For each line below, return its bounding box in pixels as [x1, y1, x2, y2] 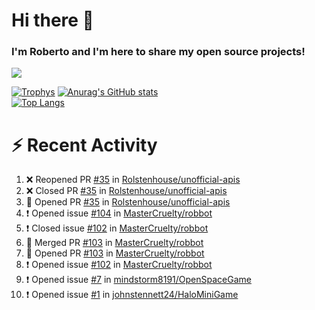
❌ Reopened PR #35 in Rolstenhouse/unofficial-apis [25, 174, 241, 186]
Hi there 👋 [11, 9, 94, 32]
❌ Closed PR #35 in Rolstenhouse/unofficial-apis [25, 185, 228, 197]
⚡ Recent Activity [11, 134, 158, 156]
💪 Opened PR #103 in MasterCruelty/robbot [25, 247, 205, 259]
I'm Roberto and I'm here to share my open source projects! [11, 45, 306, 59]
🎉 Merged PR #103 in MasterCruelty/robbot [25, 237, 204, 249]
